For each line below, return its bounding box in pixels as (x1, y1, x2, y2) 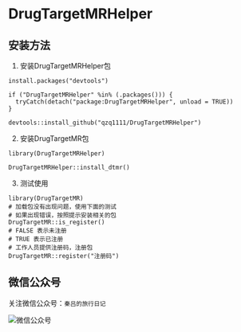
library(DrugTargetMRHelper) (8, 150, 105, 158)
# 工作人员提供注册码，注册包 (8, 244, 93, 252)
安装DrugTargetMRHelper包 (19, 61, 112, 70)
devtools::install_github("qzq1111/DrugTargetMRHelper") (8, 119, 202, 127)
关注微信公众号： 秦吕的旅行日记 (8, 298, 106, 307)
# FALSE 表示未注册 (8, 227, 67, 235)
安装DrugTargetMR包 (19, 134, 89, 143)
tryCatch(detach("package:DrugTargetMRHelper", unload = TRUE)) (15, 98, 234, 106)
